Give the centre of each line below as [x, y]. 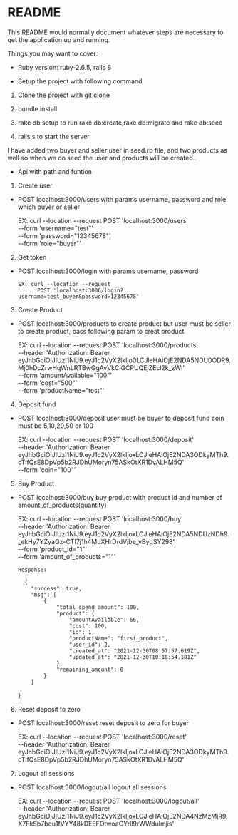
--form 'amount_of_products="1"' [67, 556]
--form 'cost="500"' [47, 383]
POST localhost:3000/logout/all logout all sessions [92, 787]
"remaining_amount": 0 [90, 670]
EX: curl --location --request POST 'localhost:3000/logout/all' [108, 801]
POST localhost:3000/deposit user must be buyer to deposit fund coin [121, 418]
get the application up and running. [59, 39]
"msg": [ [44, 595]
